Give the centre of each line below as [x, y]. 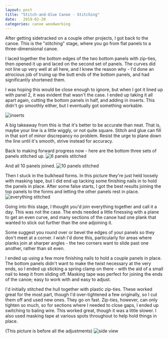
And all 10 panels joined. [30, 166]
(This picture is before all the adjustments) [49, 331]
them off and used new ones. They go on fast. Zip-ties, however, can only [81, 300]
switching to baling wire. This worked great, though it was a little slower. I [81, 311]
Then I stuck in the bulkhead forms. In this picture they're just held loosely [82, 176]
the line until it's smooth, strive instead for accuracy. [59, 141]
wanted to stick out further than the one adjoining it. [59, 223]
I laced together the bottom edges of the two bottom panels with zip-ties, [81, 59]
